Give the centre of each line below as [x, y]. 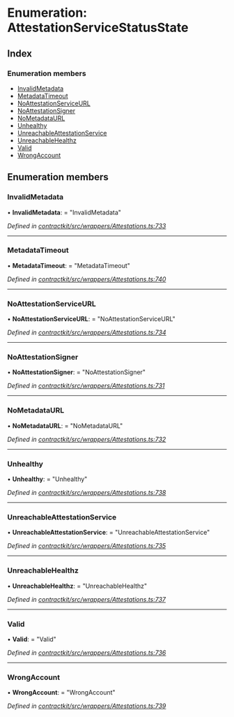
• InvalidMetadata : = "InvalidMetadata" [64, 212]
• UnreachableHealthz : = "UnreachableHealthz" [77, 586]
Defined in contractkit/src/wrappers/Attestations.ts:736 [87, 652]
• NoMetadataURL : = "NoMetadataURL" [65, 426]
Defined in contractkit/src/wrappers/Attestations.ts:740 [87, 279]
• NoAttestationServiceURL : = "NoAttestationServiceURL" [91, 319]
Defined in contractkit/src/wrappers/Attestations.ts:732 [87, 439]
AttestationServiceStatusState [98, 28]
